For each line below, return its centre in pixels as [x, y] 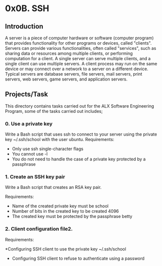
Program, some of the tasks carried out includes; [54, 111]
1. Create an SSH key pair [35, 177]
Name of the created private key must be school [60, 206]
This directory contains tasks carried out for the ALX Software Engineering [80, 106]
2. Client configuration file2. [39, 229]
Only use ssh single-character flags [48, 149]
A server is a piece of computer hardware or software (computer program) [80, 38]
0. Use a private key [29, 124]
